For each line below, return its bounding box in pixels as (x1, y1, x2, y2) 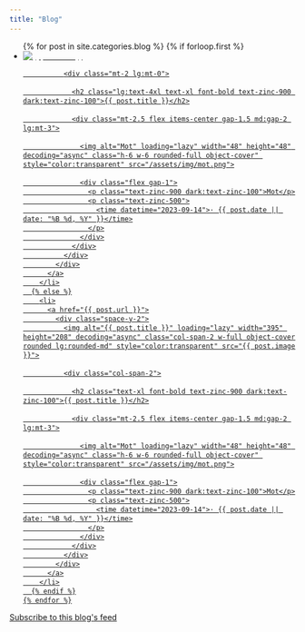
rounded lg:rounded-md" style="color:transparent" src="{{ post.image (22, 341, 296, 351)
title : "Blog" (9, 15, 64, 24)
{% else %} (31, 287, 73, 296)
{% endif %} (31, 587, 76, 596)
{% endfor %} (22, 596, 73, 605)
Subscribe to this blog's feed (9, 611, 118, 622)
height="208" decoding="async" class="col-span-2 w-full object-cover (22, 332, 296, 341)
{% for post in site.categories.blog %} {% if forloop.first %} (22, 41, 245, 52)
